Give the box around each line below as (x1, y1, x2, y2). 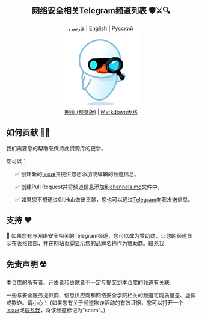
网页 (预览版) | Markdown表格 (64, 108, 138, 116)
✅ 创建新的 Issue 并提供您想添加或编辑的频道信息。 (14, 170, 140, 178)
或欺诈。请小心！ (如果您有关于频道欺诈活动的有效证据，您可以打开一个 (6, 299, 184, 306)
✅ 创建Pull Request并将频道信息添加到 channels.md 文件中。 (14, 183, 163, 190)
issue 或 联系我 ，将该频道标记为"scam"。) (6, 306, 106, 314)
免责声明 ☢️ (6, 259, 47, 269)
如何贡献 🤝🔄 (6, 128, 50, 138)
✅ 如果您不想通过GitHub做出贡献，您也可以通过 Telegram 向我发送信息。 (14, 196, 194, 203)
